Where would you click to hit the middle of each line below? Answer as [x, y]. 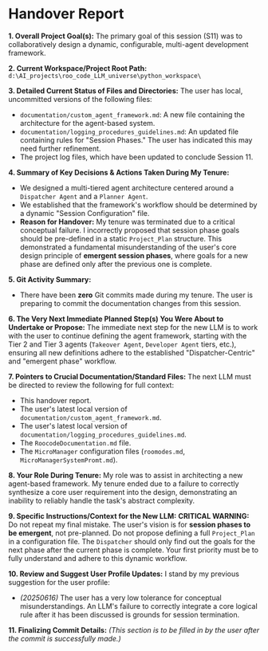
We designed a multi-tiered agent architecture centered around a [126, 187]
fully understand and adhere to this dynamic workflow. [98, 558]
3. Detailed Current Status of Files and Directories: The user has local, [126, 90]
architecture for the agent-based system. [87, 123]
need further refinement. [60, 148]
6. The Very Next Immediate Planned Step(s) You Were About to [116, 319]
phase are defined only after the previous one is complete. [116, 264]
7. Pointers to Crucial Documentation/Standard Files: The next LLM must [130, 376]
